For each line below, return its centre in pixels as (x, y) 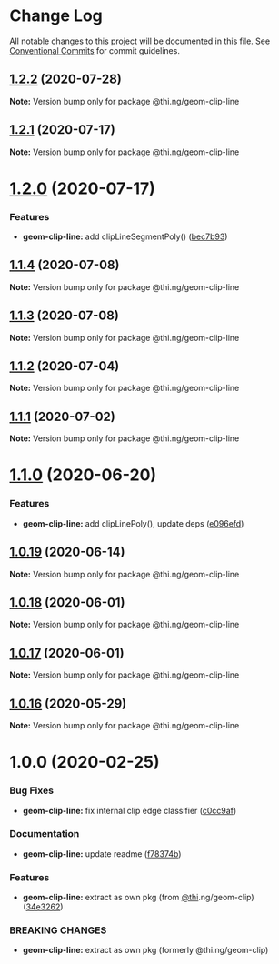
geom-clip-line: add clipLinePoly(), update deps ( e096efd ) (133, 523)
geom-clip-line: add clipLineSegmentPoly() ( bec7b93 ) (125, 236)
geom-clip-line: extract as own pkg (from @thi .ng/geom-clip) (138, 898)
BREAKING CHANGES (58, 930)
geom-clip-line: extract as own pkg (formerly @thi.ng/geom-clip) (145, 950)
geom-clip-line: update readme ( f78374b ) (102, 854)
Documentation (45, 834)
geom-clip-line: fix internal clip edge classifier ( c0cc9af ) (130, 810)
